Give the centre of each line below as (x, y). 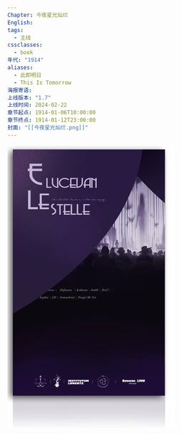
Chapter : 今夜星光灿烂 (38, 15)
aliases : (20, 68)
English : (20, 22)
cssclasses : (25, 45)
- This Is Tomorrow (43, 83)
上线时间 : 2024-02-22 (37, 105)
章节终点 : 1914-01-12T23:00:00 (52, 120)
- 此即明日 (28, 75)
